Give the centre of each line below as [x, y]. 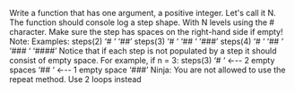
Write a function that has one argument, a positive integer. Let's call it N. [143, 13]
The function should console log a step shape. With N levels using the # [142, 22]
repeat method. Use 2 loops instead [75, 79]
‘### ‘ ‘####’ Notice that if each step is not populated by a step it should [143, 51]
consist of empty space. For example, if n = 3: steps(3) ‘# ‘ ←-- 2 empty [142, 60]
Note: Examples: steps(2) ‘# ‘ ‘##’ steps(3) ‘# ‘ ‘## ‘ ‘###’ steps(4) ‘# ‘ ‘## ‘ [147, 41]
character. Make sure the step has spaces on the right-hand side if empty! [146, 32]
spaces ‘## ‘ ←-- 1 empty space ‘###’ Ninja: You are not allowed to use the [147, 70]
